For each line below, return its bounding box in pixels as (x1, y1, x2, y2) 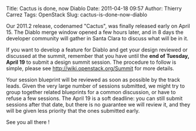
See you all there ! (6, 119, 50, 125)
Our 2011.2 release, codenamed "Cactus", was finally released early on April (6, 23, 190, 29)
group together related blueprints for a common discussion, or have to (6, 89, 176, 95)
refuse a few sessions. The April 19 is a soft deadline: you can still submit (6, 95, 183, 102)
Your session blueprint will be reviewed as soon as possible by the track (6, 76, 180, 83)
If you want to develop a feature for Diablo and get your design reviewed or (6, 46, 188, 53)
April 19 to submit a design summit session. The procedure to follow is (6, 58, 177, 65)
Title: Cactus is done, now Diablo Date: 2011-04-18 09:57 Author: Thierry (6, 5, 182, 12)
